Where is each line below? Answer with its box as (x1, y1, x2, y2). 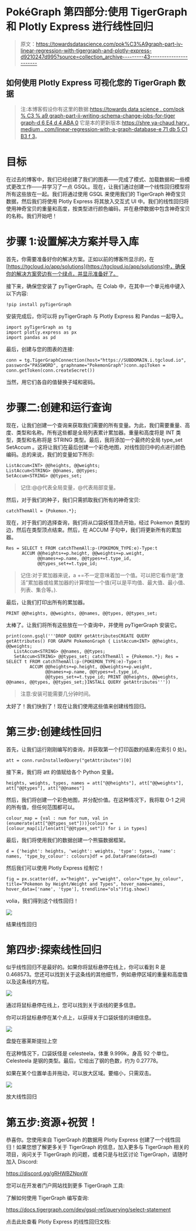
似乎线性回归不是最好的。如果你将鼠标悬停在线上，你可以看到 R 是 (6, 963, 166, 971)
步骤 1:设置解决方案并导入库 (6, 235, 139, 248)
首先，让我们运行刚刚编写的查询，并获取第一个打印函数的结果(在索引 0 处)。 (6, 746, 190, 753)
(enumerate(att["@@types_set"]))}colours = (6, 820, 114, 826)
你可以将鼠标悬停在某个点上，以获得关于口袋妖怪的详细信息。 (6, 1014, 155, 1021)
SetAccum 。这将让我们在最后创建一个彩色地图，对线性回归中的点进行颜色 (6, 443, 185, 451)
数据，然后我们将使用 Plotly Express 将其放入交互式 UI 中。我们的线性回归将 (6, 197, 190, 205)
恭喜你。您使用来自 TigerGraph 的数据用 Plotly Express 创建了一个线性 (6, 1136, 176, 1143)
